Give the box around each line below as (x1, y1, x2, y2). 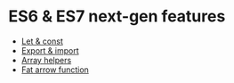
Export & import (20, 45, 79, 55)
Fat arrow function (20, 64, 90, 75)
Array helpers (20, 54, 72, 65)
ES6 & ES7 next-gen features (8, 6, 226, 27)
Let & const (20, 36, 63, 46)
